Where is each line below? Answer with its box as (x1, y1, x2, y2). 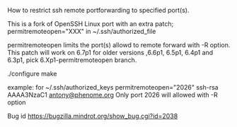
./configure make (7, 70, 57, 78)
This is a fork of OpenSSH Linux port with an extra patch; (7, 20, 174, 28)
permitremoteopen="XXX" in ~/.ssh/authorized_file (7, 28, 156, 35)
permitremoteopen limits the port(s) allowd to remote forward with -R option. (7, 41, 231, 49)
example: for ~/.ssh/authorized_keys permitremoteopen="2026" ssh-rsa (7, 83, 219, 91)
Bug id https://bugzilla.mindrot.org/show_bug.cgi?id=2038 (7, 112, 178, 120)
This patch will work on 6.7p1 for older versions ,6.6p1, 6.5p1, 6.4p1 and (7, 49, 214, 56)
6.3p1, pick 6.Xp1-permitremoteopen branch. (7, 56, 137, 64)
